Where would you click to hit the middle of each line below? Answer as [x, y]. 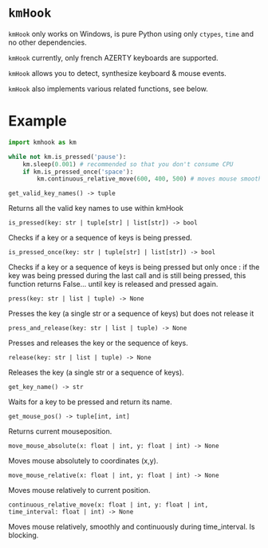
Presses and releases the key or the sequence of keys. [99, 343]
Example [37, 121]
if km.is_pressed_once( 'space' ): [78, 172]
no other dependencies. [47, 42]
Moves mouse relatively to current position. [79, 490]
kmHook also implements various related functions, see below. [108, 89]
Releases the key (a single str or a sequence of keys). [97, 372]
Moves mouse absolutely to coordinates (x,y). [83, 461]
